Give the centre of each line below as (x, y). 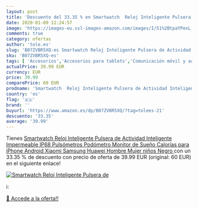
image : (14, 28)
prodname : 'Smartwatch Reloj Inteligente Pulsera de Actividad (87, 89)
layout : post (22, 12)
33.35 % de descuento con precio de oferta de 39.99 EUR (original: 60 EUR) (99, 157)
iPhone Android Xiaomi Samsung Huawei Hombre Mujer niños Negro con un (98, 151)
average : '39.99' (27, 122)
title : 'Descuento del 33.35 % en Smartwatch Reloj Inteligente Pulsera (99, 17)
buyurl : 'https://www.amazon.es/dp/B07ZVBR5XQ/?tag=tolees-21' (85, 110)
